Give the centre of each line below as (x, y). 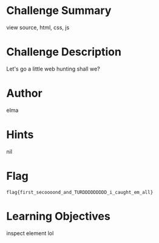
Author (24, 93)
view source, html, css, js (38, 27)
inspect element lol (30, 233)
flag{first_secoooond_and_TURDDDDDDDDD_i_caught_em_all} (80, 192)
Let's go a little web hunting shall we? (53, 69)
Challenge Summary (59, 11)
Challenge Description (64, 52)
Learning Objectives (58, 216)
